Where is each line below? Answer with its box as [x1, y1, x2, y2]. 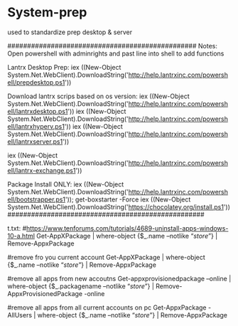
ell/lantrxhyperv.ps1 [7, 122, 65, 130]
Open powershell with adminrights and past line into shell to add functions [7, 49, 225, 58]
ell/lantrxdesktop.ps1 [7, 107, 68, 115]
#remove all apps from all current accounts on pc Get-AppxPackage [7, 303, 207, 312]
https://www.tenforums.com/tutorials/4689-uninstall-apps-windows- [26, 224, 229, 232]
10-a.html [7, 231, 36, 240]
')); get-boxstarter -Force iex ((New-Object [65, 195, 191, 204]
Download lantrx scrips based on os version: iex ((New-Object [7, 92, 190, 100]
